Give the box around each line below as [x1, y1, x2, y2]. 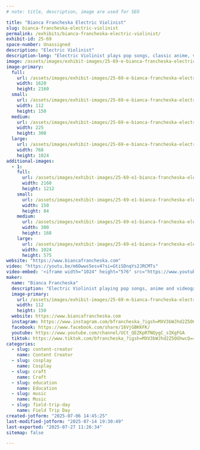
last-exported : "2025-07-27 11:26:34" [6, 424, 102, 430]
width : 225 [17, 125, 44, 131]
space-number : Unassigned [6, 42, 70, 48]
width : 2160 [21, 180, 52, 187]
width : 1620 [17, 80, 46, 86]
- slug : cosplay [11, 358, 52, 364]
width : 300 [21, 225, 49, 231]
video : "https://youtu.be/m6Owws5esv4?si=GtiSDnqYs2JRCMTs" [6, 263, 159, 269]
